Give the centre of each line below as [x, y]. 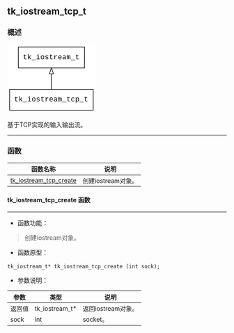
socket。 [95, 320]
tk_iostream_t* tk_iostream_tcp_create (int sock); [84, 267]
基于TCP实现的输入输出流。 [47, 124]
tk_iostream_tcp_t [47, 11]
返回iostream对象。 [110, 309]
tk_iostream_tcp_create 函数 [49, 200]
